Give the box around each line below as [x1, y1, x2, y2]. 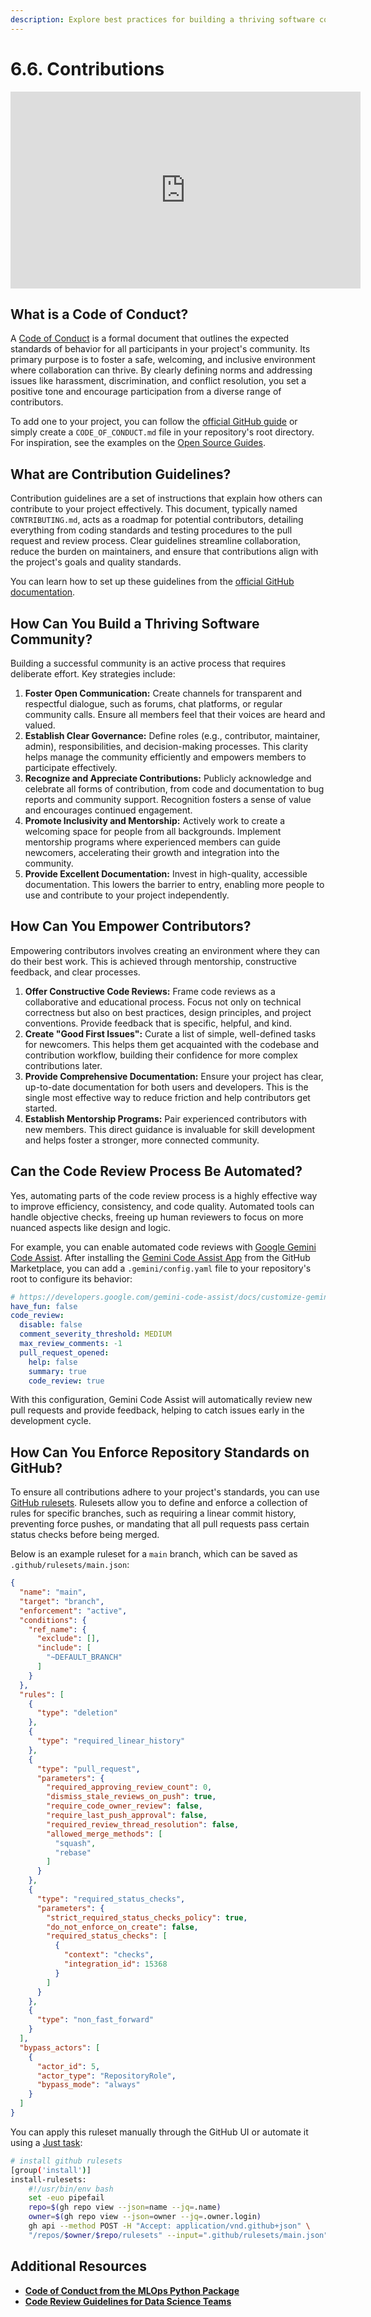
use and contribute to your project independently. [24, 889, 230, 901]
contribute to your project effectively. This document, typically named [10, 503, 298, 515]
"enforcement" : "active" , [19, 1606, 128, 1616]
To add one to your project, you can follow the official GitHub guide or [10, 416, 298, 428]
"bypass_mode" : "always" [36, 2080, 141, 2090]
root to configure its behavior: [10, 1272, 133, 1285]
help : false [28, 1357, 78, 1367]
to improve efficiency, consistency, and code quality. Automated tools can [10, 1200, 315, 1212]
